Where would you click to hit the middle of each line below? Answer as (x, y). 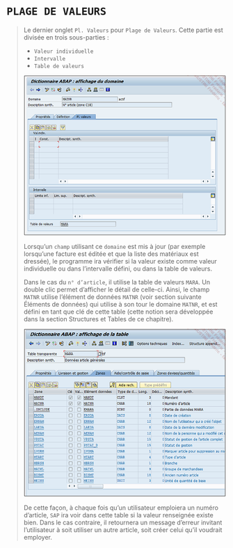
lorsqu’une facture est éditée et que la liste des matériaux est (111, 254)
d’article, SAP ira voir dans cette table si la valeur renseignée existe (118, 515)
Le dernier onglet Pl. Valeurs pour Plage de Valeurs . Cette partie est (123, 30)
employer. (38, 537)
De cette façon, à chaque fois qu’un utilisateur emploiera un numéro (121, 508)
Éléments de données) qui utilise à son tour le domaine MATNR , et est (120, 305)
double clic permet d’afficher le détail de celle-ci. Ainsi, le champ (116, 290)
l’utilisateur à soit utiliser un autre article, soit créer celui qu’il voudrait (123, 530)
